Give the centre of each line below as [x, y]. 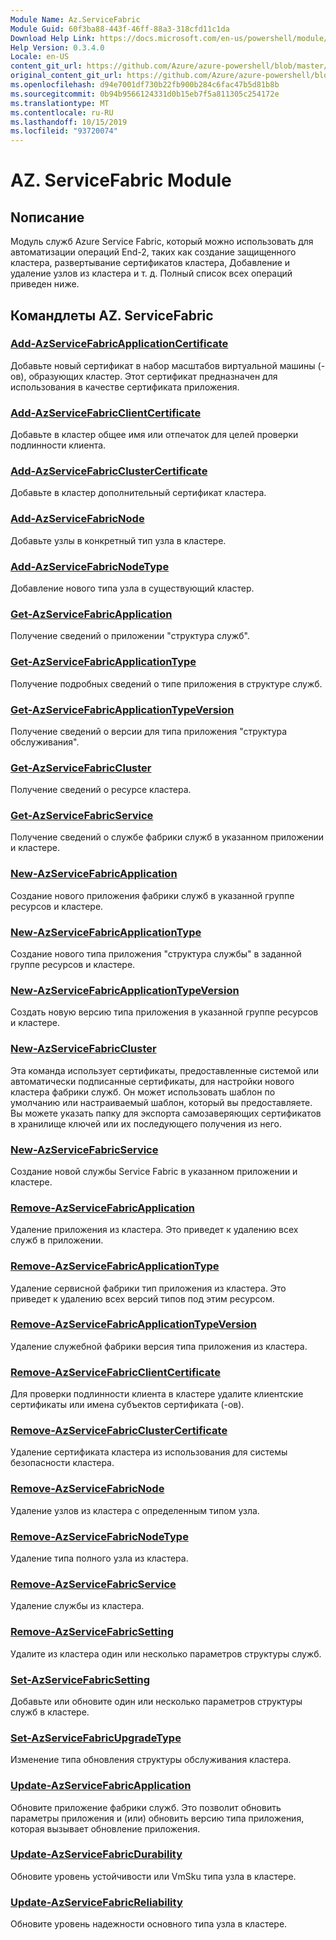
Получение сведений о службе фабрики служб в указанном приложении [167, 837]
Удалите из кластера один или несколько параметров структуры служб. [166, 1653]
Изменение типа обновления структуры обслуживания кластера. [151, 1760]
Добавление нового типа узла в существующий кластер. [132, 588]
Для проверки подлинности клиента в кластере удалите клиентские [157, 1394]
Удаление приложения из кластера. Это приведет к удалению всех [154, 1230]
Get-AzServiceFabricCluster [81, 768]
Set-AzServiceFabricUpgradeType [96, 1738]
